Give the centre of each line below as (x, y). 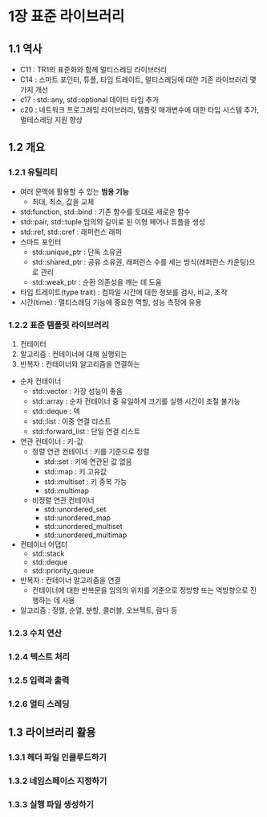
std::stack (48, 553)
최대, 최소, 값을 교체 (63, 201)
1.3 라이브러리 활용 (52, 733)
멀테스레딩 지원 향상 (51, 120)
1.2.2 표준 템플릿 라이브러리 (59, 325)
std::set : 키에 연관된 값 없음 (88, 461)
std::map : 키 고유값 (75, 471)
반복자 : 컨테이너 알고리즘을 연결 (70, 580)
